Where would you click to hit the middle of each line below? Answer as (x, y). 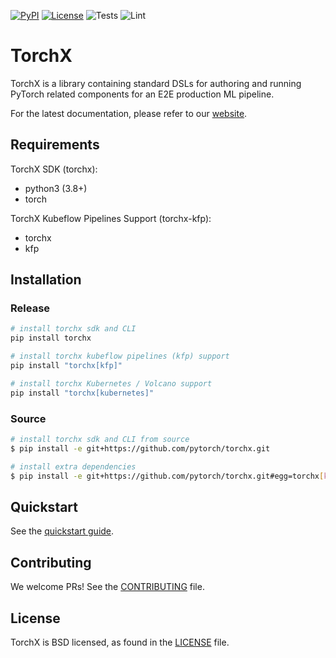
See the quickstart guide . (62, 531)
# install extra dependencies (73, 466)
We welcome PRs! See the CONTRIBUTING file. (107, 587)
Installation (46, 280)
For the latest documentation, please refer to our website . (129, 113)
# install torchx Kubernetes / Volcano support (111, 383)
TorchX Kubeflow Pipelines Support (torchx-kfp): (111, 218)
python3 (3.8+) (56, 188)
